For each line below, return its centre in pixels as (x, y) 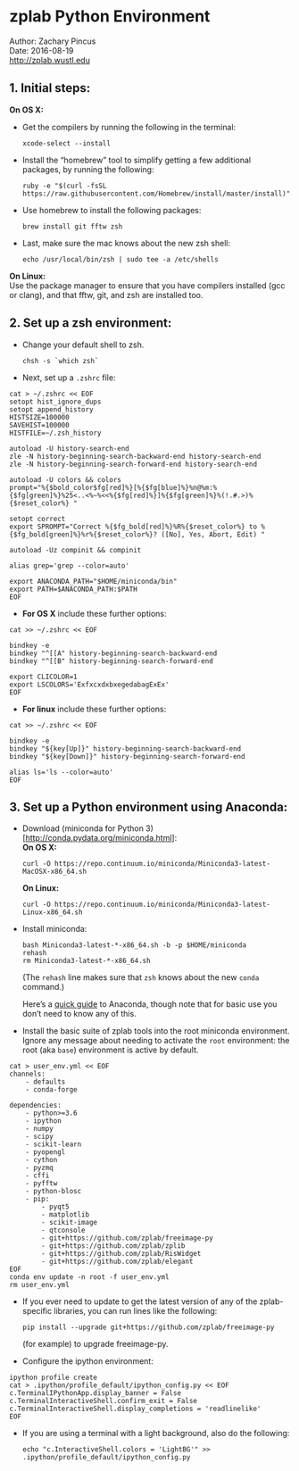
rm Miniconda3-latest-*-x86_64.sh (86, 961)
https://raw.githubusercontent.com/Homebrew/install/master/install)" (156, 194)
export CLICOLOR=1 (43, 677)
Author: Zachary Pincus (53, 41)
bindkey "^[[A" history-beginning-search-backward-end (113, 653)
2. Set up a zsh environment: (91, 323)
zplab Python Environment (110, 17)
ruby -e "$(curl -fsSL (64, 186)
